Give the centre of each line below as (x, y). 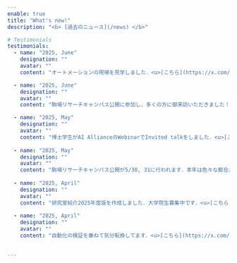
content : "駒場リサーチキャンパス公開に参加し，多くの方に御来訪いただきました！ (125, 105)
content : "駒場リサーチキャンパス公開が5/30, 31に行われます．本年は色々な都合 (124, 170)
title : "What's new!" (39, 20)
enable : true (26, 14)
